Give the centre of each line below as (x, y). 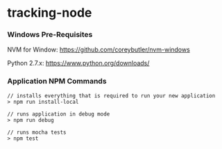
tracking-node (50, 13)
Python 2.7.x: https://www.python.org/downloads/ (78, 63)
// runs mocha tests (37, 132)
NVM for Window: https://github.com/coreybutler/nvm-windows (99, 49)
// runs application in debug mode (59, 114)
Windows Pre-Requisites (50, 35)
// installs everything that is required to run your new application (111, 95)
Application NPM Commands (57, 81)
